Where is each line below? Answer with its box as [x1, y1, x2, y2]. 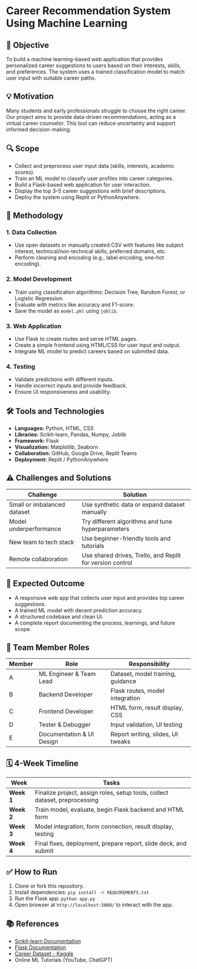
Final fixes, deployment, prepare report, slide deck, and [35, 839, 187, 848]
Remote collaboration [9, 555, 68, 563]
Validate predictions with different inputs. [14, 376, 114, 383]
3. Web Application [6, 322, 62, 330]
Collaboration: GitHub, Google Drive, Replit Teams [14, 450, 137, 457]
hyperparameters [81, 525, 130, 533]
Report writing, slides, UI [110, 730, 178, 738]
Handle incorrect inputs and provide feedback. [14, 382, 128, 389]
